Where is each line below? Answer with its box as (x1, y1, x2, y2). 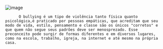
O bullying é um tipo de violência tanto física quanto (18, 14, 138, 19)
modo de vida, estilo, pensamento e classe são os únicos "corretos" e (5, 23, 158, 28)
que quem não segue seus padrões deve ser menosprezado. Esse (5, 27, 138, 32)
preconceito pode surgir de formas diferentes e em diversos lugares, (5, 32, 156, 37)
